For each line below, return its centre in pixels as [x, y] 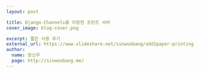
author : [16, 50]
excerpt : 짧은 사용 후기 [33, 39]
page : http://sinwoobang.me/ [48, 61]
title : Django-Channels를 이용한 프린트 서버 [58, 22]
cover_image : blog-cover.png [42, 28]
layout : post [22, 12]
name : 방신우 [26, 55]
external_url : [24, 44]
